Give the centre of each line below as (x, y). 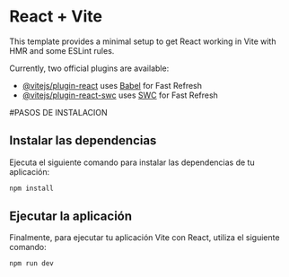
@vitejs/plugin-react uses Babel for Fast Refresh (112, 85)
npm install (31, 188)
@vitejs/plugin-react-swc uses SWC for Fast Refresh (120, 95)
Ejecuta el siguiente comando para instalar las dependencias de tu (132, 162)
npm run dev (31, 264)
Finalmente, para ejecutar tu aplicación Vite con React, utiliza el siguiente (144, 238)
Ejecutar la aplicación (71, 216)
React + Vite (56, 17)
